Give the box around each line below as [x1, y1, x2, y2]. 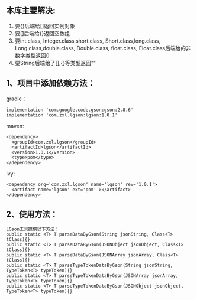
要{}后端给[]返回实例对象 [14, 22, 75, 30]
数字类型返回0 [14, 52, 50, 59]
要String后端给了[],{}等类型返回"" [14, 59, 96, 66]
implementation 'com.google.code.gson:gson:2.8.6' [6, 107, 134, 113]
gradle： [6, 95, 27, 102]
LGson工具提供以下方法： [6, 226, 59, 232]
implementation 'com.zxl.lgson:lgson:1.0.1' [6, 112, 118, 118]
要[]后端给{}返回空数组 [14, 30, 70, 37]
